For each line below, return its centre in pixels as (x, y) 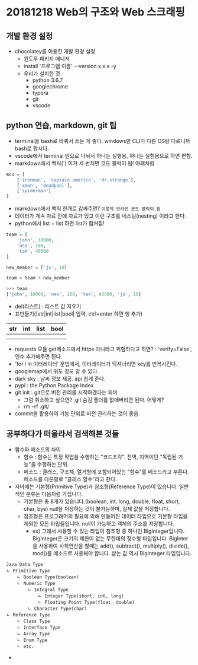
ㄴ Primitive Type (28, 571)
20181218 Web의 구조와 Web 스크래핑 (95, 12)
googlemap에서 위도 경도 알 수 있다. (57, 371)
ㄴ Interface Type (39, 627)
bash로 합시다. (32, 148)
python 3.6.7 (48, 80)
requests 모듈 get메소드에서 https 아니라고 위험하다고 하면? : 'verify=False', (103, 349)
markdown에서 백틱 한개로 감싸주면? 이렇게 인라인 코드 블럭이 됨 (87, 209)
